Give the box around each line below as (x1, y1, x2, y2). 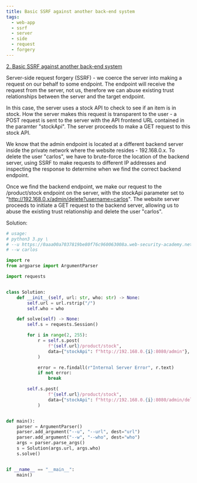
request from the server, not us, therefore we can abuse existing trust (6, 86, 174, 94)
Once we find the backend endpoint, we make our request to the (6, 183, 162, 190)
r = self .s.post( (37, 338, 80, 343)
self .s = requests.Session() (27, 322, 98, 328)
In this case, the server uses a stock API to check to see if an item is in (6, 104, 176, 111)
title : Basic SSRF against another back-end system (6, 8, 135, 15)
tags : (6, 14, 19, 20)
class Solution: (6, 289, 46, 295)
